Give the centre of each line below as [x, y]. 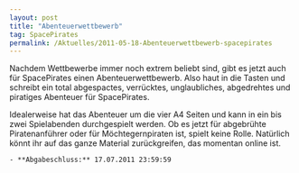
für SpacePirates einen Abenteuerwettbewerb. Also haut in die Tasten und [148, 78]
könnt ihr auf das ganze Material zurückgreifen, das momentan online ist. [145, 143]
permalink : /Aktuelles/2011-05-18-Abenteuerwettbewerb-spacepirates [141, 43]
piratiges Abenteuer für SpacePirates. [79, 97]
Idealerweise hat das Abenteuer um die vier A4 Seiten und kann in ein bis [145, 114]
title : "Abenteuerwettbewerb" [66, 26]
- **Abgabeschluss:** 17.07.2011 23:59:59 [90, 160]
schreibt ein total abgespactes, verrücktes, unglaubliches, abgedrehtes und [150, 87]
